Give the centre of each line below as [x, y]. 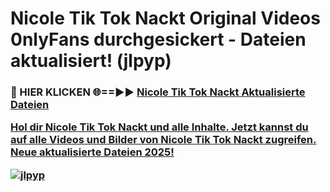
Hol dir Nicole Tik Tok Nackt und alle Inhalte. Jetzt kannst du [159, 127]
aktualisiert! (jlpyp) [91, 61]
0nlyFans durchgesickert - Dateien [158, 39]
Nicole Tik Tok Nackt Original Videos [165, 18]
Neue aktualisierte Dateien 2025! [92, 152]
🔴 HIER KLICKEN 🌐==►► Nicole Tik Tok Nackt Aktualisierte [158, 92]
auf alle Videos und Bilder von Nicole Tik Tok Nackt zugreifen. [163, 140]
